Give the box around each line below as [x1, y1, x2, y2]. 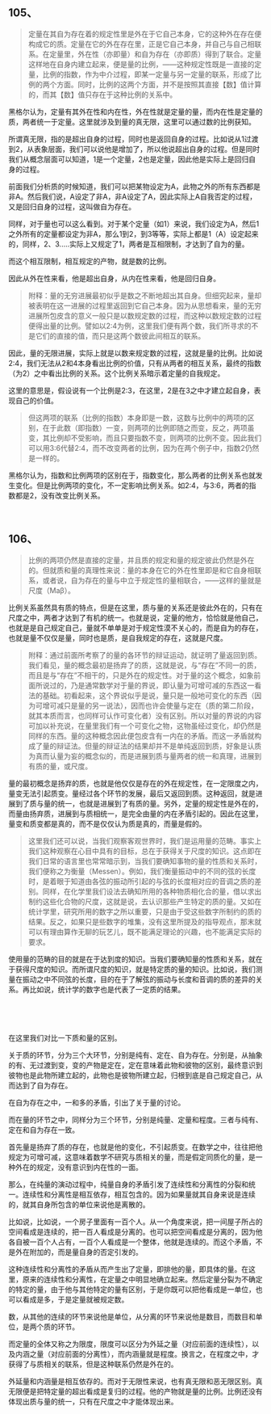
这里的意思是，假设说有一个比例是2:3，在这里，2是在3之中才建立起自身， [8, 385, 254, 395]
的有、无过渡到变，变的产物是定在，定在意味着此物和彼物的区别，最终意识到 [8, 1060, 263, 1070]
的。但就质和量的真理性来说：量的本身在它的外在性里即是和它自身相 [27, 565, 255, 574]
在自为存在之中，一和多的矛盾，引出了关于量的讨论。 [8, 1097, 186, 1107]
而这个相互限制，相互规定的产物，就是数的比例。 [8, 256, 171, 266]
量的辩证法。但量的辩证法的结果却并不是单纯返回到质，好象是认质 [42, 741, 262, 751]
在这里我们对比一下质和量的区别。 [8, 1033, 122, 1042]
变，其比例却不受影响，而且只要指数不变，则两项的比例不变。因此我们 [27, 433, 262, 443]
